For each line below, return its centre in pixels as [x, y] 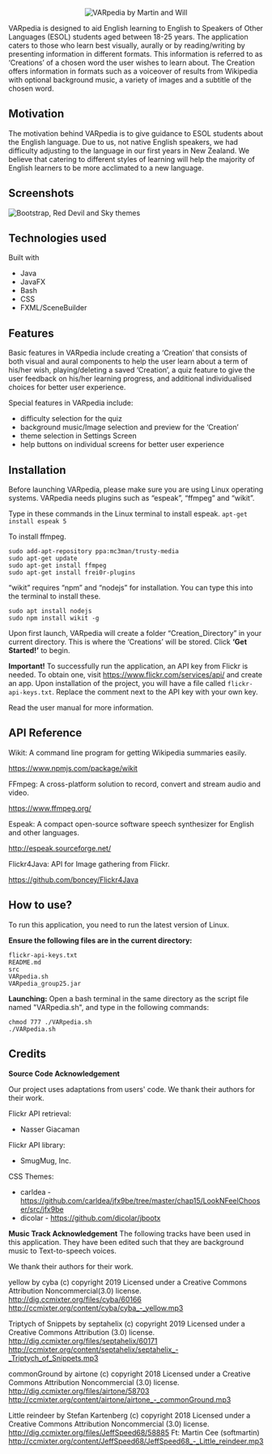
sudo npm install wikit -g [54, 618]
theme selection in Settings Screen [78, 436]
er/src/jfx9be [42, 1209]
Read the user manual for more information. [81, 708]
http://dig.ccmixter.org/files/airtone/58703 [79, 1391]
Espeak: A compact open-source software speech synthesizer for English [132, 824]
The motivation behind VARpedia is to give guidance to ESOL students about [136, 133]
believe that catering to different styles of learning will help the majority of [132, 159]
